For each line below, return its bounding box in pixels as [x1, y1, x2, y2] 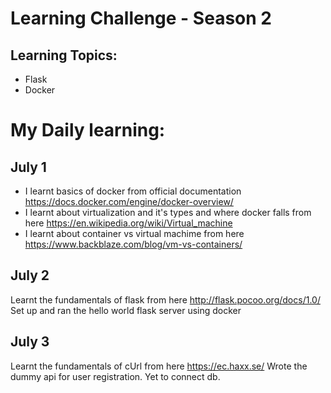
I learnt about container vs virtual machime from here [24, 228, 245, 239]
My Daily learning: [10, 119, 166, 142]
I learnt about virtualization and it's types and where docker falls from [24, 207, 312, 218]
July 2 [10, 267, 50, 284]
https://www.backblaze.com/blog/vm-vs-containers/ [24, 238, 243, 250]
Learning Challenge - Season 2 [10, 7, 272, 30]
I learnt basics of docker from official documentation [24, 185, 242, 197]
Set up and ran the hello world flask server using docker [10, 304, 242, 316]
